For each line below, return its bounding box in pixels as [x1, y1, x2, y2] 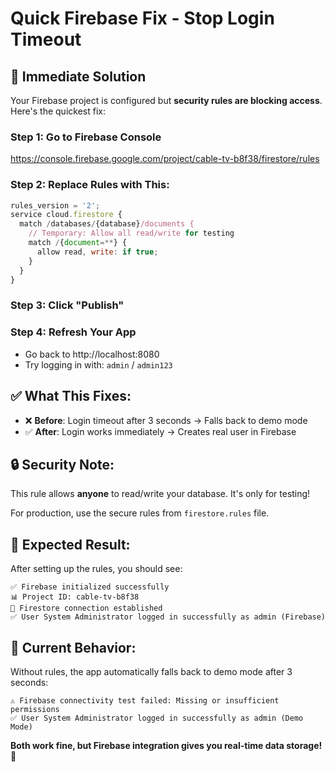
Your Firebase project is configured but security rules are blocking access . [10, 95, 323, 106]
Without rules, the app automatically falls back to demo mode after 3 [10, 665, 293, 677]
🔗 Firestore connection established [10, 603, 163, 614]
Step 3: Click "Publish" [10, 298, 125, 312]
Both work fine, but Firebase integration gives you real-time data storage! [10, 739, 323, 751]
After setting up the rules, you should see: [10, 563, 183, 575]
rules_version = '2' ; [10, 200, 101, 211]
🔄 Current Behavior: [10, 639, 137, 656]
